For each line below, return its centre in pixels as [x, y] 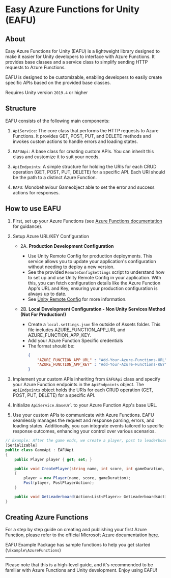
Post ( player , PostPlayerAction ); [59, 483]
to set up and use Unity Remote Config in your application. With [94, 277]
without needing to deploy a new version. [71, 267]
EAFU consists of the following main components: [58, 121]
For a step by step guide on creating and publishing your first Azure [76, 530]
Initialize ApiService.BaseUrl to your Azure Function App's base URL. [85, 405]
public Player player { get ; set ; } [53, 459]
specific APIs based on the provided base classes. [58, 83]
